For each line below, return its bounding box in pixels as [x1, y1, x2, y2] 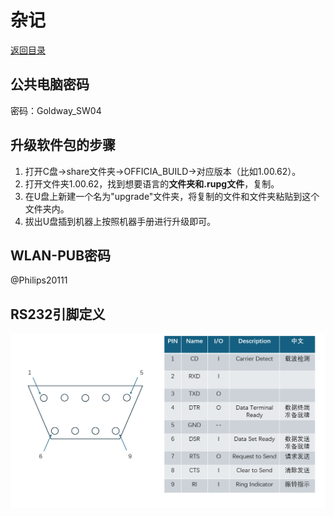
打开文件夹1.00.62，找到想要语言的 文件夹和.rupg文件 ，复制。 [24, 177, 280, 190]
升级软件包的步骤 [10, 137, 116, 154]
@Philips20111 [10, 274, 68, 286]
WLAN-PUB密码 [10, 247, 112, 264]
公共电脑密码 [10, 76, 90, 93]
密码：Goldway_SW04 [10, 104, 102, 116]
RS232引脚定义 [10, 306, 106, 323]
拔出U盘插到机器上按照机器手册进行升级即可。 [24, 215, 217, 227]
